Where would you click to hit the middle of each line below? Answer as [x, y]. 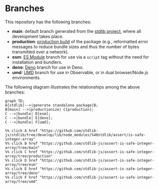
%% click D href [21, 160]
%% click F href [21, 177]
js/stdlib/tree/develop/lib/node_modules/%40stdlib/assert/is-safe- [75, 135]
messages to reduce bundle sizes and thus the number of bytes [75, 47]
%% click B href [21, 143]
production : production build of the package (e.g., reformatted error [80, 41]
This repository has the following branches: [48, 22]
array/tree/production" [29, 156]
